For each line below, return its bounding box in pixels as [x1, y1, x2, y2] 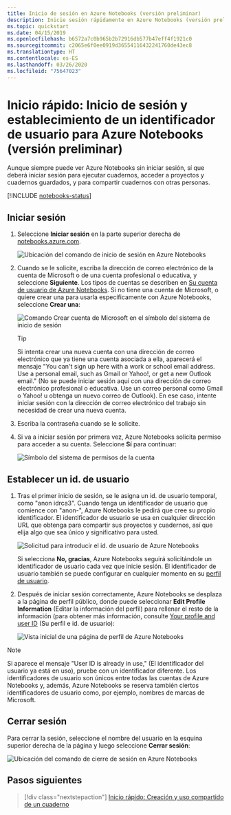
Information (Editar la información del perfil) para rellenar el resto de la [16, 605, 219, 613]
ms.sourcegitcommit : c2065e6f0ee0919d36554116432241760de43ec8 [7, 42, 192, 49]
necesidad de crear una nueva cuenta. [16, 406, 126, 415]
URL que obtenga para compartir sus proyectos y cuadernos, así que [16, 521, 213, 530]
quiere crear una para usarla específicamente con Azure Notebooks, [16, 293, 212, 301]
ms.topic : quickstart [7, 23, 69, 30]
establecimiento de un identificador [7, 111, 215, 127]
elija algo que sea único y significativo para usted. [16, 528, 159, 536]
